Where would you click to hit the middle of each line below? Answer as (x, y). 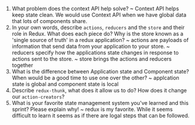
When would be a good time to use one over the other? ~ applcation (96, 78)
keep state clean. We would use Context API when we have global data (99, 15)
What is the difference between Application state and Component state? (100, 71)
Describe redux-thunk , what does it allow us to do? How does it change (99, 90)
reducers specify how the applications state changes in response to (95, 52)
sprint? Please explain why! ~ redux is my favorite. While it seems (92, 109)
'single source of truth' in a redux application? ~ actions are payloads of (100, 40)
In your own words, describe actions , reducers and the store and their (98, 27)
